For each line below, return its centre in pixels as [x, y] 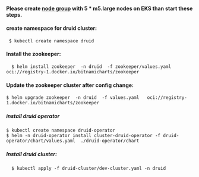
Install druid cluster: [32, 154]
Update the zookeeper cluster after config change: [70, 85]
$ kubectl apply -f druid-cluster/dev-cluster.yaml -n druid [89, 169]
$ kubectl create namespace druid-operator [61, 131]
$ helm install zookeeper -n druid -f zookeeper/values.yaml [91, 67]
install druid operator [33, 116]
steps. [14, 14]
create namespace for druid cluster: [51, 28]
